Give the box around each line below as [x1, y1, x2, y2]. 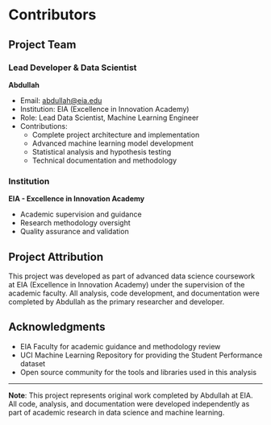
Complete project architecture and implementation [31, 130, 200, 139]
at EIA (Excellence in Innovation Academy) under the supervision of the [8, 279, 245, 289]
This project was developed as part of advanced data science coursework [8, 271, 256, 281]
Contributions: [19, 121, 68, 130]
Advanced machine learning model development [31, 138, 194, 148]
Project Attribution [8, 250, 103, 263]
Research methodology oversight [19, 218, 131, 228]
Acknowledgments [8, 320, 106, 334]
